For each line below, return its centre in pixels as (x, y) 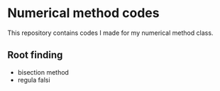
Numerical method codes (83, 13)
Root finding (35, 55)
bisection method (43, 72)
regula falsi (34, 80)
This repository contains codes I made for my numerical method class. (110, 33)
